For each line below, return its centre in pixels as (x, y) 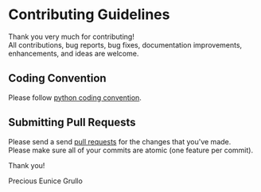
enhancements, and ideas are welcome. (74, 53)
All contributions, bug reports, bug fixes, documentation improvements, (125, 44)
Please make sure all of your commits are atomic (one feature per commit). (130, 150)
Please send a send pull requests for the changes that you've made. (120, 141)
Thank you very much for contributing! (72, 36)
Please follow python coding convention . (75, 98)
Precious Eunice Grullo (46, 181)
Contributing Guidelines (89, 15)
